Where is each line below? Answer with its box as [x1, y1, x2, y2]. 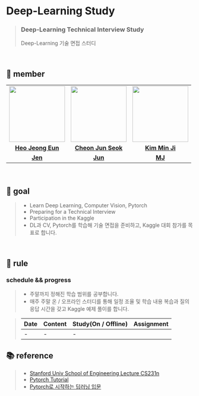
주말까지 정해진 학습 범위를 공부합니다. [29, 290, 119, 297]
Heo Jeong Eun [14, 144, 59, 152]
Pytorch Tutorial [29, 376, 69, 383]
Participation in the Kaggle [29, 214, 94, 222]
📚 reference [6, 351, 53, 361]
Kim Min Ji [144, 144, 176, 152]
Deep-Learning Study [6, 4, 115, 18]
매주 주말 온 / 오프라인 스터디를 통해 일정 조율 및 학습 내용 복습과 [29, 298, 179, 305]
